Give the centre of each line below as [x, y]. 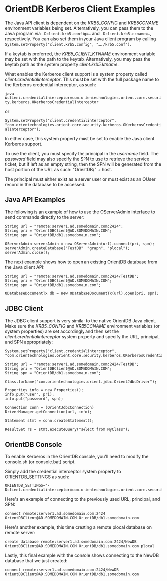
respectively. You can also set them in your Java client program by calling [81, 39]
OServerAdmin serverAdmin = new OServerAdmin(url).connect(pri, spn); [80, 244]
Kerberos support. [24, 144]
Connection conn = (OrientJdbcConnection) [50, 407]
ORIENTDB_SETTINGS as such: [37, 477]
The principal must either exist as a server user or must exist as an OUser [80, 179]
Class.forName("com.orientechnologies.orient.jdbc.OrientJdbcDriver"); [81, 382]
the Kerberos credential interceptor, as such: [51, 84]
